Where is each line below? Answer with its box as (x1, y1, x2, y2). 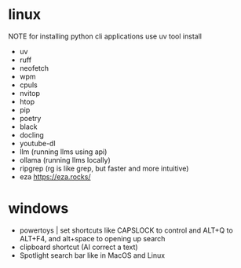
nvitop (19, 88, 41, 97)
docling (19, 130, 45, 139)
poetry (19, 113, 42, 123)
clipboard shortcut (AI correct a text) (19, 242, 139, 251)
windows (8, 200, 69, 218)
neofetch (19, 63, 49, 72)
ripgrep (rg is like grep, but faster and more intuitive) (19, 163, 189, 173)
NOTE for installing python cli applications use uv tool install (8, 31, 203, 41)
